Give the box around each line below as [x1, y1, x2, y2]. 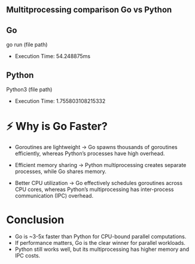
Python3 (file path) [6, 86, 53, 93]
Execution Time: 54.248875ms [14, 53, 91, 60]
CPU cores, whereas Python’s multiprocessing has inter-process [14, 186, 174, 193]
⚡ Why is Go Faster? [6, 120, 108, 133]
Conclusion [6, 213, 65, 227]
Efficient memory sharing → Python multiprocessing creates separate [14, 161, 187, 168]
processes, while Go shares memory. [14, 168, 106, 175]
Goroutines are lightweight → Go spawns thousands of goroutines [14, 143, 178, 150]
